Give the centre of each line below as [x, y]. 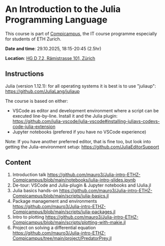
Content [18, 162]
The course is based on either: [37, 101]
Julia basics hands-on [35, 190]
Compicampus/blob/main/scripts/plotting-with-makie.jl [69, 222]
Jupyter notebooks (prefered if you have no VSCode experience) [79, 132]
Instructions [24, 74]
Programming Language [56, 20]
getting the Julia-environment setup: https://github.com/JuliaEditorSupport [82, 147]
